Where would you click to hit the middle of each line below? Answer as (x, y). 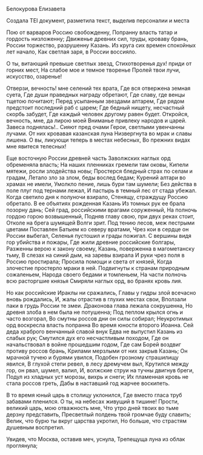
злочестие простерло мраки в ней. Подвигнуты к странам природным (98, 268)
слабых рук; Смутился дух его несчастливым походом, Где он (88, 338)
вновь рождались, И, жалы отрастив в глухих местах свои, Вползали (96, 299)
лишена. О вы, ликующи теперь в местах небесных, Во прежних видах (98, 140)
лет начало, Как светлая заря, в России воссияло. (72, 52)
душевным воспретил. (35, 427)
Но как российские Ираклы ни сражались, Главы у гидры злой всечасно (101, 293)
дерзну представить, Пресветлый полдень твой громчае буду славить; (99, 414)
